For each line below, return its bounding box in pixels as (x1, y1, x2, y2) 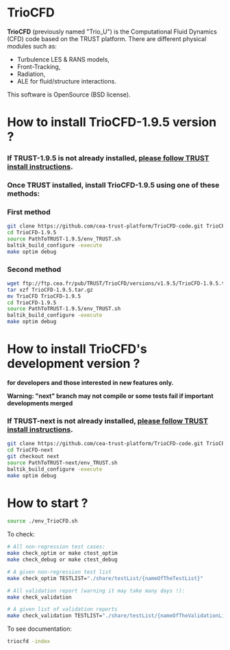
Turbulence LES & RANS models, (16, 55, 110, 63)
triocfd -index (7, 638, 51, 645)
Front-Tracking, (16, 62, 61, 71)
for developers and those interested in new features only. (7, 379, 174, 386)
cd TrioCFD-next (7, 447, 53, 453)
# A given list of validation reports (7, 606, 118, 613)
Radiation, (16, 70, 46, 78)
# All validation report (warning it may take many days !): (7, 587, 186, 594)
